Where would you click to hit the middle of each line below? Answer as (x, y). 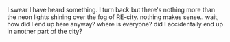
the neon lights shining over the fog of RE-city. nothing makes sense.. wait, (113, 17)
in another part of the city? (45, 31)
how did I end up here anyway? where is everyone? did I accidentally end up (115, 24)
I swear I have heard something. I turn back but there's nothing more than (111, 10)
